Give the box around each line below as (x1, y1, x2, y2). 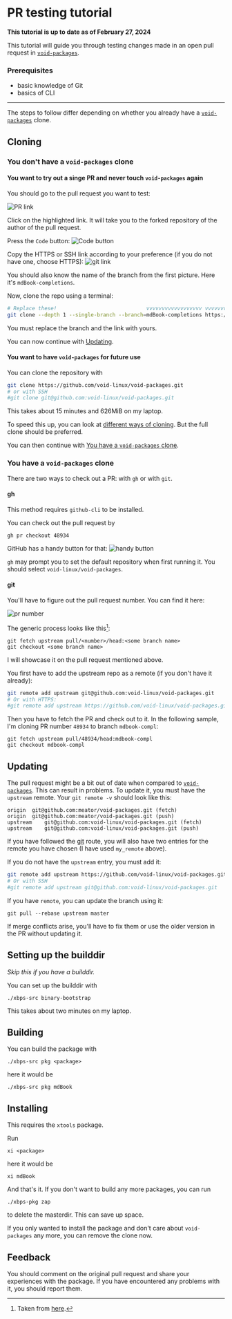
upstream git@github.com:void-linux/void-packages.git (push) (7, 825, 199, 832)
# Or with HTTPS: (7, 696, 57, 703)
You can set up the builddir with (7, 981, 98, 989)
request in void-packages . (7, 48, 79, 57)
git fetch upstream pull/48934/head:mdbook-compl (7, 736, 153, 743)
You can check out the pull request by (7, 518, 115, 526)
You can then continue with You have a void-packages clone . (7, 441, 180, 450)
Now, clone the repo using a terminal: (7, 292, 114, 300)
